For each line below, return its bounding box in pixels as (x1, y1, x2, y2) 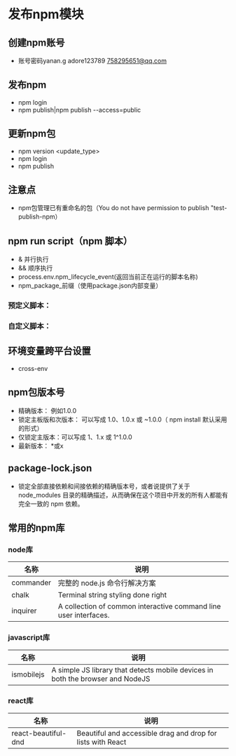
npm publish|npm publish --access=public (18, 105, 141, 114)
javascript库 (8, 633, 50, 643)
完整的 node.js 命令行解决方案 (57, 578, 156, 588)
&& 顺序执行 (18, 264, 53, 273)
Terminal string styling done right (57, 590, 167, 600)
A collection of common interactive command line (57, 601, 221, 611)
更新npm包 (8, 128, 56, 140)
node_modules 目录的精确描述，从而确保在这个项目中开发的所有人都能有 (18, 490, 228, 499)
